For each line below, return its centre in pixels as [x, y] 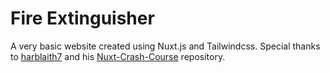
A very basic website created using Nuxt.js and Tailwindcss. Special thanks [165, 46]
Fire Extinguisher [82, 18]
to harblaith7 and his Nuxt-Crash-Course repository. [118, 56]
